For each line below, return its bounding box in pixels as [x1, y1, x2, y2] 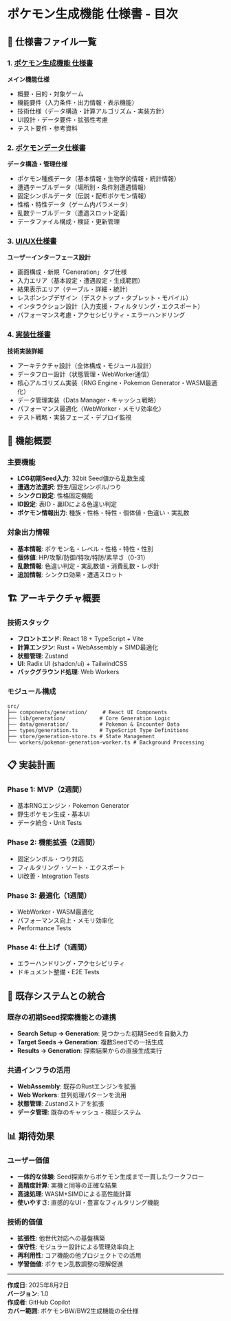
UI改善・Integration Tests [16, 872, 89, 880]
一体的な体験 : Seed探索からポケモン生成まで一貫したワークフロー [16, 1172, 204, 1181]
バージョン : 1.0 [7, 1289, 49, 1298]
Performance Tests [16, 924, 71, 932]
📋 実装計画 [7, 760, 56, 771]
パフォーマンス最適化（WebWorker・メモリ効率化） [16, 404, 165, 413]
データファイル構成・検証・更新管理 [16, 217, 120, 226]
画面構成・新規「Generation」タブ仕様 [16, 268, 127, 276]
